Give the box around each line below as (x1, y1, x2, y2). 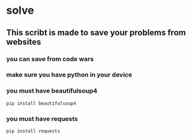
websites (6, 36, 41, 47)
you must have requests (6, 114, 78, 123)
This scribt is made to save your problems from (6, 28, 186, 38)
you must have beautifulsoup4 (6, 87, 98, 95)
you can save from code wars (6, 54, 94, 63)
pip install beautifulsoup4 (6, 100, 77, 106)
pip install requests (6, 128, 61, 134)
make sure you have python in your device (6, 71, 133, 79)
